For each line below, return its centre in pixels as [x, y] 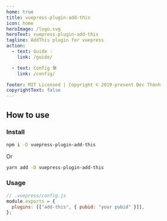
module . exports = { [31, 201]
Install [16, 132]
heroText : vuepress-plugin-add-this [52, 35]
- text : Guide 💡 [32, 52]
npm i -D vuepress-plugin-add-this [51, 144]
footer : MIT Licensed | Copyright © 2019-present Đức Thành [84, 85]
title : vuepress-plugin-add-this [48, 18]
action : [16, 46]
